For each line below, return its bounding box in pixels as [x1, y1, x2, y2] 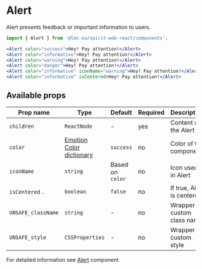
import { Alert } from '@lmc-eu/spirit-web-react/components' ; [6, 35, 168, 41]
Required [138, 108, 165, 116]
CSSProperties [64, 234, 105, 241]
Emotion [64, 136, 88, 144]
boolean [64, 188, 87, 195]
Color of [170, 139, 194, 148]
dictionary [64, 151, 93, 159]
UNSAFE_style [9, 234, 47, 241]
